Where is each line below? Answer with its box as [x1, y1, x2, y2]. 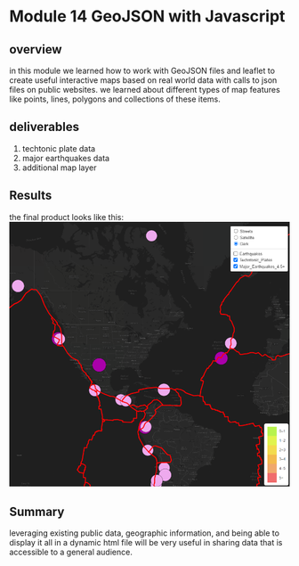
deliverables [9, 119, 80, 135]
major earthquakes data [21, 152, 109, 163]
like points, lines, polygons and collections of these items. [9, 94, 221, 104]
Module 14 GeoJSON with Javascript [9, 6, 286, 27]
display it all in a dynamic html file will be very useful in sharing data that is [9, 537, 283, 548]
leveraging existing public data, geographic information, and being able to [9, 528, 280, 538]
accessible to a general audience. [9, 546, 133, 558]
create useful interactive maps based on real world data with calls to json [9, 75, 278, 86]
